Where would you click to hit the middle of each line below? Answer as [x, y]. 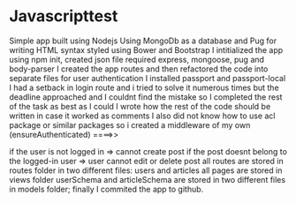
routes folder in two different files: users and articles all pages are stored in [146, 170]
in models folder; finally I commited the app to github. [106, 189]
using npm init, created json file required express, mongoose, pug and [137, 59]
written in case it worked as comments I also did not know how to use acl [142, 116]
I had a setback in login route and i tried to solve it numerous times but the [144, 87]
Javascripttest [64, 16]
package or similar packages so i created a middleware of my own [130, 124]
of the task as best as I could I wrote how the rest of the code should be [140, 106]
